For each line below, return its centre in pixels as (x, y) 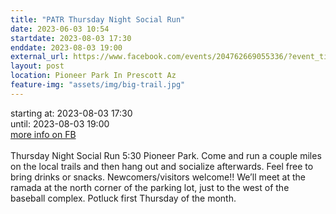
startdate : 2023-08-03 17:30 (71, 38)
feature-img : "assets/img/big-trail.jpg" (98, 85)
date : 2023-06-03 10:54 (60, 29)
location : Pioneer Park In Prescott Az (93, 76)
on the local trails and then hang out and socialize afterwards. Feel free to (162, 166)
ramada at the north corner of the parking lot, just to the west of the (150, 187)
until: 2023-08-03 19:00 (60, 123)
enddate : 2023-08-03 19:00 (66, 47)
